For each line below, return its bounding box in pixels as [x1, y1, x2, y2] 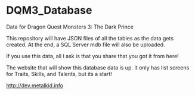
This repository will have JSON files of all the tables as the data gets [6, 34, 174, 42]
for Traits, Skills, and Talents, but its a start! [6, 70, 112, 77]
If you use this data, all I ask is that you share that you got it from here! [6, 52, 179, 59]
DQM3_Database [6, 4, 92, 17]
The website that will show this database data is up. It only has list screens [6, 64, 190, 71]
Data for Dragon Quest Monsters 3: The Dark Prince [6, 23, 134, 30]
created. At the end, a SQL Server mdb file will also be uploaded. [6, 41, 165, 48]
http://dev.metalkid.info [6, 81, 64, 89]
